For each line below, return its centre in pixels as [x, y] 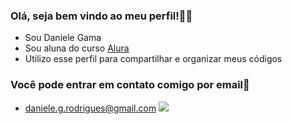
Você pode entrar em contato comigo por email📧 [130, 85]
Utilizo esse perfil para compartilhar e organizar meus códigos [153, 59]
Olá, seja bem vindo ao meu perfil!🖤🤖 [101, 16]
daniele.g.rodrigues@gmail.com [90, 108]
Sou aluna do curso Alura [77, 48]
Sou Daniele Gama [63, 38]
